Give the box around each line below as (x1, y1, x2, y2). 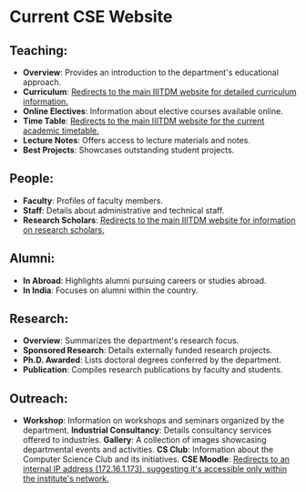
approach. (22, 77, 62, 88)
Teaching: (9, 43, 68, 58)
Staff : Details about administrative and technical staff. (22, 204, 225, 215)
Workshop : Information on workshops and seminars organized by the (22, 415, 285, 426)
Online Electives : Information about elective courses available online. (22, 106, 284, 116)
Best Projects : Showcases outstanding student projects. (22, 144, 235, 155)
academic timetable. (22, 125, 100, 136)
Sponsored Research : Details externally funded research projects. (22, 345, 273, 356)
